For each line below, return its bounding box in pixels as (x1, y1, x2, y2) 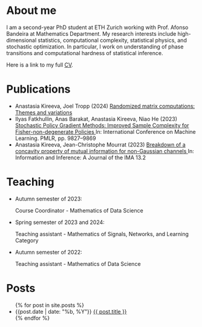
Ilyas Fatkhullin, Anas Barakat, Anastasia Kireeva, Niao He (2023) (15, 115, 177, 122)
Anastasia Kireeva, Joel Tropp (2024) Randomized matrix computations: (15, 102, 195, 110)
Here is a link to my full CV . (6, 61, 74, 68)
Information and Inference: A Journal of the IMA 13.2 (15, 154, 146, 161)
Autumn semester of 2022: (15, 248, 83, 256)
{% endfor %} (15, 314, 50, 322)
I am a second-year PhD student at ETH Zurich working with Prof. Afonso (6, 24, 189, 31)
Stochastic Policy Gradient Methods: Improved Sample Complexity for (15, 122, 189, 129)
